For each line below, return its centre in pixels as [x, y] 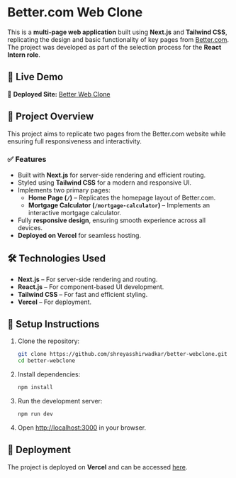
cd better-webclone [46, 361]
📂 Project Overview [51, 117]
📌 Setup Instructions [54, 324]
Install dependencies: [49, 374]
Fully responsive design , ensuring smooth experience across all [112, 220]
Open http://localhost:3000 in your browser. [82, 428]
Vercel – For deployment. [55, 302]
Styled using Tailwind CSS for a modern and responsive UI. [105, 183]
